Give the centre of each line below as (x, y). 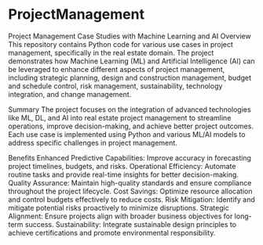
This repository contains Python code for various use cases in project (121, 44)
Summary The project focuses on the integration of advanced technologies (130, 109)
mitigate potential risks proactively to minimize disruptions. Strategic (119, 207)
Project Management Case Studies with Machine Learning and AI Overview (130, 36)
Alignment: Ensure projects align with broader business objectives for (121, 216)
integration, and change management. (70, 94)
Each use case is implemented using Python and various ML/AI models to (127, 134)
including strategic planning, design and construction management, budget (130, 77)
